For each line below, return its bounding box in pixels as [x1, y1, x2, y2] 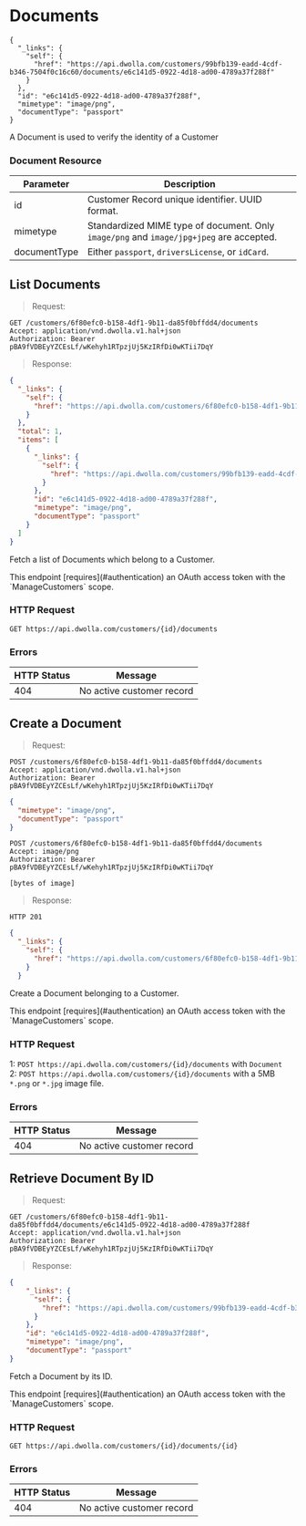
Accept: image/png [9, 847, 79, 856]
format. [87, 204, 118, 217]
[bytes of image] [9, 879, 76, 888]
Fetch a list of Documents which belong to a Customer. [9, 554, 216, 565]
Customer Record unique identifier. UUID [87, 193, 262, 206]
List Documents [9, 276, 101, 292]
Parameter [23, 178, 70, 191]
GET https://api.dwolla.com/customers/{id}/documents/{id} [9, 1442, 239, 1451]
